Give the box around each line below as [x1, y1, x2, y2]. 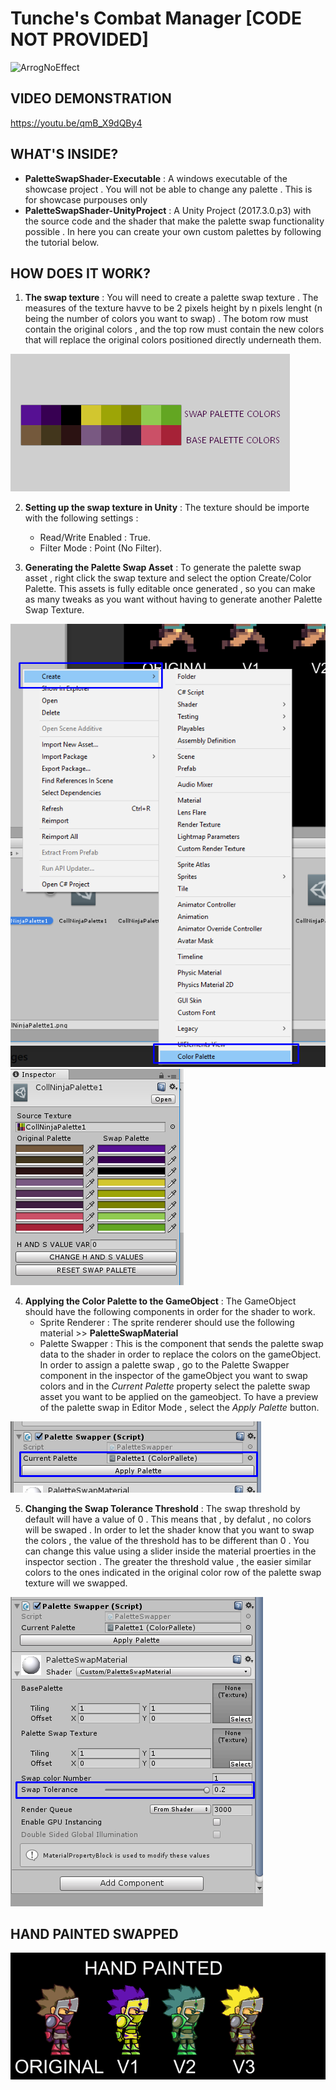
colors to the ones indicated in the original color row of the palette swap [24, 1566, 322, 1578]
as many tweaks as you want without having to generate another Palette [24, 593, 323, 606]
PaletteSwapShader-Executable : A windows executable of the [24, 172, 288, 184]
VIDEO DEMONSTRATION [10, 90, 172, 107]
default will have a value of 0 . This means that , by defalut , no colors [24, 1513, 312, 1525]
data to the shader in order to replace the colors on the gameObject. [39, 1348, 322, 1360]
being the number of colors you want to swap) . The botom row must [24, 313, 309, 325]
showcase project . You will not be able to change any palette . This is [24, 183, 313, 195]
